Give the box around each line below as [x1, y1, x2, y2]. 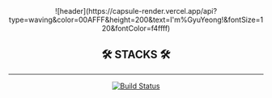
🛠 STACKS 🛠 [101, 48, 171, 62]
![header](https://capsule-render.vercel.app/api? [55, 6, 217, 15]
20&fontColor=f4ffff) [101, 23, 171, 33]
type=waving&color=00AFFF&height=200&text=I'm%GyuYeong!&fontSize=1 [8, 15, 264, 24]
